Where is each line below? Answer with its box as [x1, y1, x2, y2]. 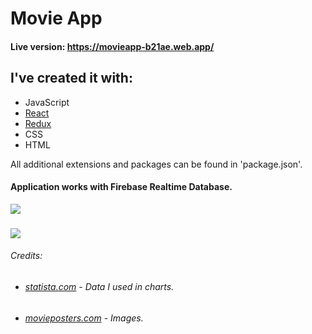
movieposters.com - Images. [24, 312, 144, 324]
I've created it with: [10, 70, 133, 87]
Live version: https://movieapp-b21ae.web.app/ [10, 40, 215, 52]
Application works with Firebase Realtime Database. [10, 181, 233, 193]
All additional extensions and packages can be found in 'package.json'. [10, 158, 303, 170]
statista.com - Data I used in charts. [24, 280, 175, 292]
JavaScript [24, 96, 70, 108]
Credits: [10, 250, 43, 262]
